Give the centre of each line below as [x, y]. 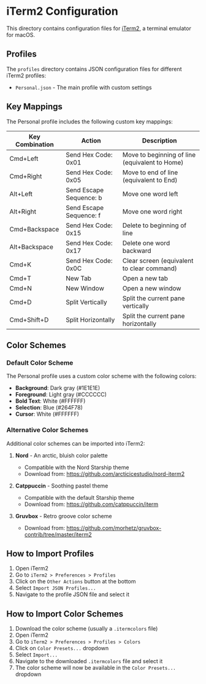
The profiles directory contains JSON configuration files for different [94, 69]
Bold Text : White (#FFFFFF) [50, 401]
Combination [34, 144]
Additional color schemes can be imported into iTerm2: [76, 443]
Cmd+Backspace [34, 229]
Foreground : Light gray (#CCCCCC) [61, 395]
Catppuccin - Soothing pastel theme [62, 486]
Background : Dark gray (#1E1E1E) [58, 388]
